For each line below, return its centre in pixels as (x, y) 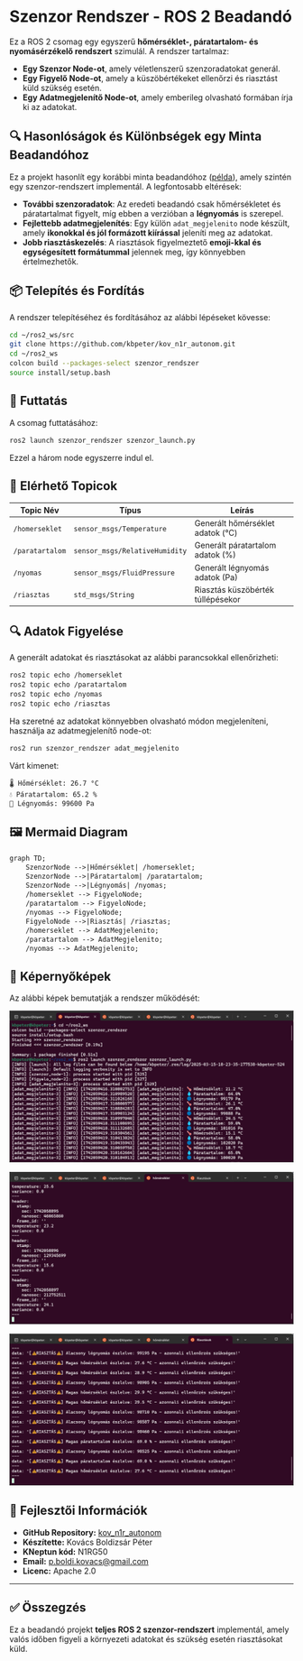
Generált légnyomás (232, 568)
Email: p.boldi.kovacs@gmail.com (85, 1561)
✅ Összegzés (48, 1608)
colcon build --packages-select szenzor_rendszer (105, 364)
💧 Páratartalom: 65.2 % (53, 794)
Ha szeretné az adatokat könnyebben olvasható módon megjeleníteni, (139, 721)
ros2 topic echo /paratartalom (68, 685)
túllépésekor (217, 599)
